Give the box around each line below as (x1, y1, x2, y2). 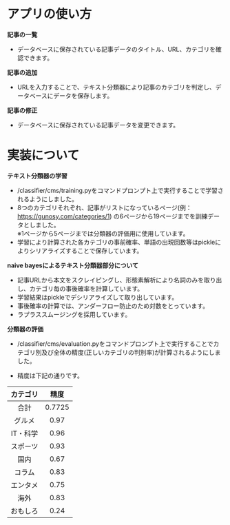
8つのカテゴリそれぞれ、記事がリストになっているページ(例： (17, 203, 192, 212)
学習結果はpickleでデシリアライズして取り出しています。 (17, 293, 178, 301)
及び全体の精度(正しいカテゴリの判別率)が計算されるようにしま (41, 348, 222, 356)
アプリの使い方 (7, 6, 92, 22)
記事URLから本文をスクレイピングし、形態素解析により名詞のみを (17, 276, 205, 284)
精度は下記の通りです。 (17, 371, 84, 380)
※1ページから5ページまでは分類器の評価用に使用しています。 (17, 229, 189, 238)
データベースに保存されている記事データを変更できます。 (17, 121, 180, 129)
